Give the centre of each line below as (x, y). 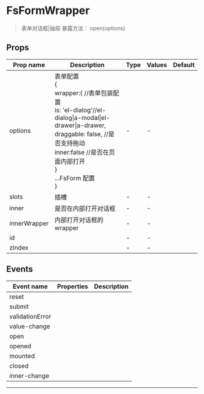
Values (157, 64)
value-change (30, 326)
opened (20, 346)
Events (20, 269)
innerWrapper (29, 223)
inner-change (29, 376)
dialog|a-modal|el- (82, 117)
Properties (73, 286)
